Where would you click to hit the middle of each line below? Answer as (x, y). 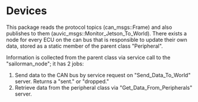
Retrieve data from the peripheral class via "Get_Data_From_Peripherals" (103, 87)
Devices (27, 11)
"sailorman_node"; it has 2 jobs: (45, 64)
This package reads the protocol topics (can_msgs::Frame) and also (89, 27)
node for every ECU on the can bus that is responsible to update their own (97, 40)
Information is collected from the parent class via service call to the (88, 57)
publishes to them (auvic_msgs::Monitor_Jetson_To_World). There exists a (97, 33)
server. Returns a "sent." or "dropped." (62, 81)
